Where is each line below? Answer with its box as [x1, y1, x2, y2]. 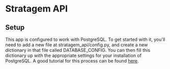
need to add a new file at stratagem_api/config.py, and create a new [5, 42, 148, 48]
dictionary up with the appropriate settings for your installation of [5, 52, 141, 58]
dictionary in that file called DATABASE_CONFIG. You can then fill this [5, 47, 151, 53]
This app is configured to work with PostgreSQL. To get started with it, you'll [5, 36, 165, 42]
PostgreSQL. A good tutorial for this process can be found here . [5, 58, 139, 63]
